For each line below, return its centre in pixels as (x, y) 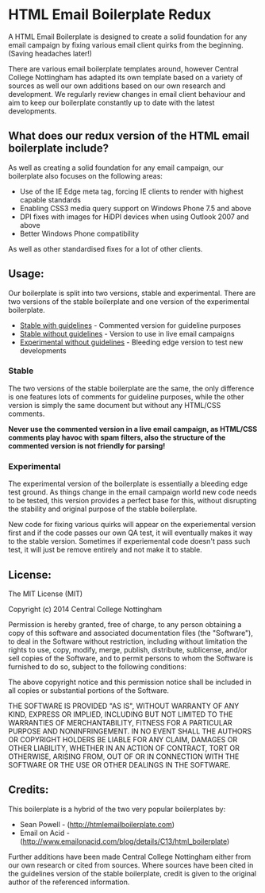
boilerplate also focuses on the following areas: (85, 175)
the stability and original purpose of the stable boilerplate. (103, 509)
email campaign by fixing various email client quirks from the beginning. (126, 44)
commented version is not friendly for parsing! (87, 445)
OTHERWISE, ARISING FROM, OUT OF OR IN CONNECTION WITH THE (124, 756)
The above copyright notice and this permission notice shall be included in (130, 682)
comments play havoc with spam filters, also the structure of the (117, 437)
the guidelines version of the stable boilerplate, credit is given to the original (132, 873)
